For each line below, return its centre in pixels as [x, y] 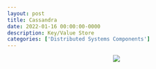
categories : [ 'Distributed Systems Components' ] [79, 39]
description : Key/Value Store [51, 33]
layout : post [26, 13]
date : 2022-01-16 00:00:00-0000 [54, 26]
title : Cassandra [32, 20]
